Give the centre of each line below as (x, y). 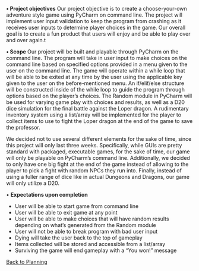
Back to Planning (27, 262)
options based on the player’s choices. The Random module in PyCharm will (99, 96)
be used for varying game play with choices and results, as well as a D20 (96, 102)
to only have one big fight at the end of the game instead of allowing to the (97, 164)
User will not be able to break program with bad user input (86, 231)
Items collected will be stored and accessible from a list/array (90, 244)
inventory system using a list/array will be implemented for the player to (94, 115)
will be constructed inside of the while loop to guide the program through (96, 89)
